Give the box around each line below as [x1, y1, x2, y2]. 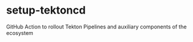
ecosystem [6, 29, 34, 36]
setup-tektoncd [6, 4, 86, 17]
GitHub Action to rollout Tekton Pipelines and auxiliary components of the [6, 23, 187, 30]
